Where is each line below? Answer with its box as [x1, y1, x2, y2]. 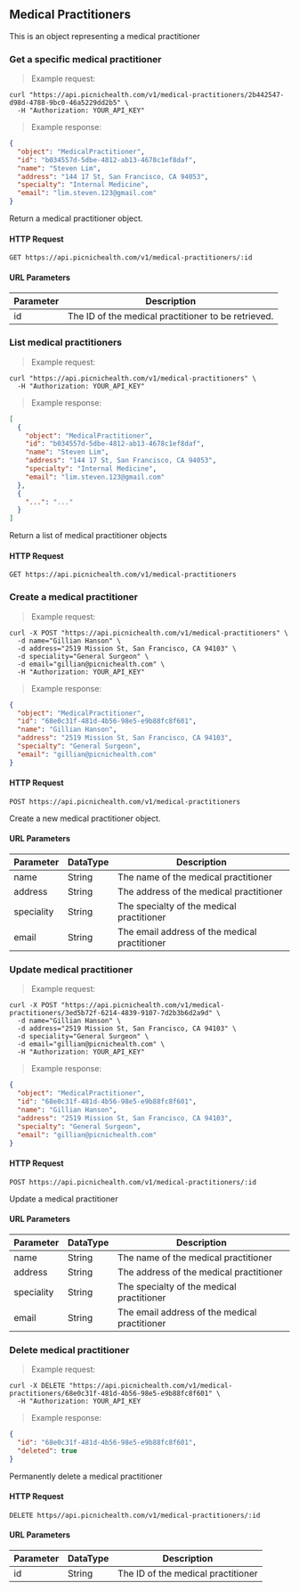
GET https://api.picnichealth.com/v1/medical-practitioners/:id [9, 253, 253, 262]
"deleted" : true [17, 1446, 77, 1456]
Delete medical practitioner [9, 1343, 130, 1356]
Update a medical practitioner [9, 1193, 118, 1204]
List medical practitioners [9, 336, 123, 349]
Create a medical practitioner [9, 591, 138, 603]
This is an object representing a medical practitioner [9, 30, 200, 41]
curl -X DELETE [9, 1382, 66, 1390]
